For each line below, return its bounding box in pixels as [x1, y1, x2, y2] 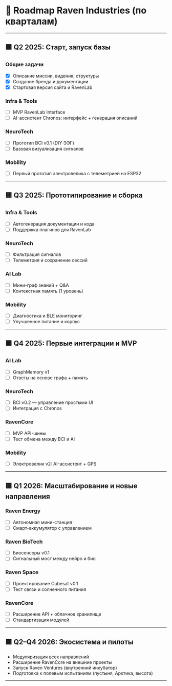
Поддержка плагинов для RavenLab [12, 226, 91, 233]
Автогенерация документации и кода [12, 220, 95, 227]
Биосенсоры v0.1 [12, 550, 50, 556]
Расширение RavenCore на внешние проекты [12, 659, 112, 665]
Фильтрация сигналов [12, 251, 61, 257]
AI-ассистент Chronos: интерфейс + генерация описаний [12, 115, 138, 121]
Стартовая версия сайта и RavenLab [12, 84, 93, 90]
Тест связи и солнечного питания [12, 586, 87, 592]
